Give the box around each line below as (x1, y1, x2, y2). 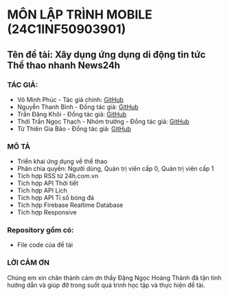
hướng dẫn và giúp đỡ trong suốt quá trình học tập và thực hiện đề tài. (7, 281, 205, 289)
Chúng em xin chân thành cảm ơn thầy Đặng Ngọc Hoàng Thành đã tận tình (7, 273, 222, 282)
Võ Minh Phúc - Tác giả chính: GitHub (16, 95, 124, 103)
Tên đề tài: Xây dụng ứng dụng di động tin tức (7, 49, 206, 60)
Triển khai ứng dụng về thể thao (16, 158, 108, 166)
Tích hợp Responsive (16, 208, 77, 217)
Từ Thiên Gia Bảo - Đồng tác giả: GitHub (16, 124, 132, 133)
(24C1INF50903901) (7, 21, 126, 37)
